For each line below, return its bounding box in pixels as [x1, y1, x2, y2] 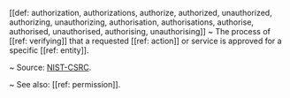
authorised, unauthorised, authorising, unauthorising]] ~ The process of [9, 26, 271, 36]
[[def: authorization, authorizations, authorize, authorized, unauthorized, [9, 8, 272, 18]
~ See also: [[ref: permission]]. [9, 79, 121, 89]
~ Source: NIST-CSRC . [9, 62, 92, 72]
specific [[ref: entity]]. [9, 45, 89, 56]
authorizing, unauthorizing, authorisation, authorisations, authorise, [9, 17, 255, 27]
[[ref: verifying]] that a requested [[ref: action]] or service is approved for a [9, 35, 282, 46]
